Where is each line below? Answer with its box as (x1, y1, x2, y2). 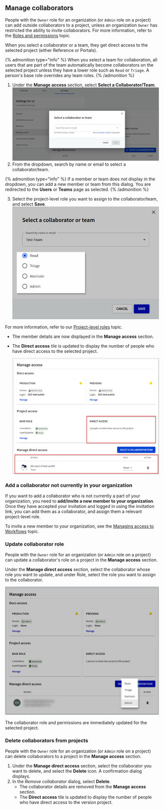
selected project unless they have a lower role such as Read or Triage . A (5, 67, 149, 73)
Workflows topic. (5, 529, 39, 534)
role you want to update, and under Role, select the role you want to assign (5, 572, 156, 578)
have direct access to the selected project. (12, 348, 98, 354)
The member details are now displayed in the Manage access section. (12, 333, 154, 340)
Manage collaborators (5, 4, 74, 12)
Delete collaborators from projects (5, 737, 89, 744)
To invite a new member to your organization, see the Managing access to (5, 523, 154, 529)
